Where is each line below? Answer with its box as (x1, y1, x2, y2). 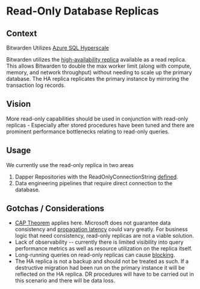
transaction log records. (6, 81, 66, 89)
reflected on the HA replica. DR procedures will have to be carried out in (14, 270, 194, 278)
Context (6, 28, 37, 39)
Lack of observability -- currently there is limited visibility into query (14, 238, 184, 246)
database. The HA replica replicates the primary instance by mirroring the (6, 75, 189, 82)
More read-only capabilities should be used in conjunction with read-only (6, 115, 189, 122)
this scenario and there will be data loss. (14, 277, 116, 284)
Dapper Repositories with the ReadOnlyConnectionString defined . (14, 173, 179, 180)
